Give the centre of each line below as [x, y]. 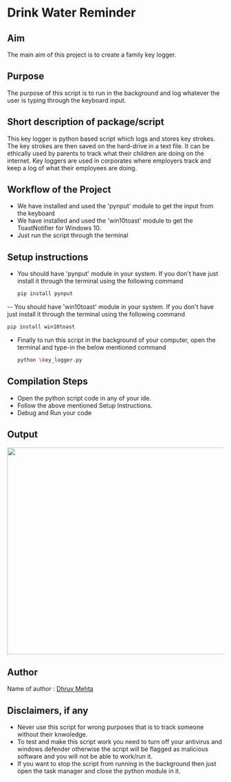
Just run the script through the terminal [73, 235]
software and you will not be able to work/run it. [85, 756]
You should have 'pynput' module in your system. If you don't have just [118, 274]
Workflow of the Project [59, 190]
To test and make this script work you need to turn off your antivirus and [119, 742]
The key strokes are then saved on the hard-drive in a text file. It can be [108, 146]
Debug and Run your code [54, 412]
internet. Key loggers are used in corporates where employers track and [109, 161]
